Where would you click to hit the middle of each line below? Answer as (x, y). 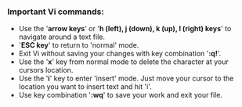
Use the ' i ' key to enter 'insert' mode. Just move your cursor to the (126, 78)
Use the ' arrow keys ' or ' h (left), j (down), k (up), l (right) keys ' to (125, 29)
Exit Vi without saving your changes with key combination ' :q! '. (120, 54)
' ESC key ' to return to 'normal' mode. (79, 45)
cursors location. (46, 70)
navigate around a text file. (62, 37)
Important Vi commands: (56, 12)
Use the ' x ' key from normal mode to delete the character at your (123, 62)
